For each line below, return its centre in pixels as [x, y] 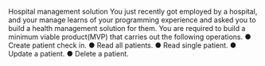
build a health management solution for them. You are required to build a [127, 28]
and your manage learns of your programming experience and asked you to [132, 20]
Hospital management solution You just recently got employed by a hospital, [133, 12]
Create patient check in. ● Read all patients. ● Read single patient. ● [123, 45]
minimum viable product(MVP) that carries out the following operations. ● [130, 37]
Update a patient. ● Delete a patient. [68, 54]
